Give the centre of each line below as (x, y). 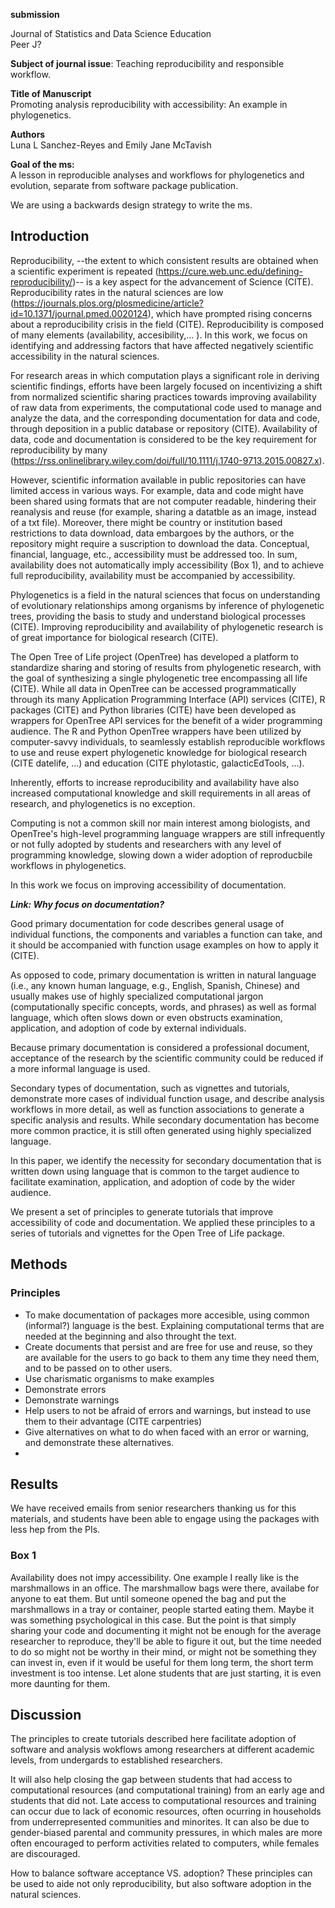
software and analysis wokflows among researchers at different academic (162, 1750)
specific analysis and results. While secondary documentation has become (165, 1120)
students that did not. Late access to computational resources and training (163, 1801)
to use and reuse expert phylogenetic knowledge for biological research (159, 752)
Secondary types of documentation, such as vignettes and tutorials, (150, 1088)
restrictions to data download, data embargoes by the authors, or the (152, 533)
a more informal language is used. (80, 1068)
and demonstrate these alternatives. (99, 1442)
